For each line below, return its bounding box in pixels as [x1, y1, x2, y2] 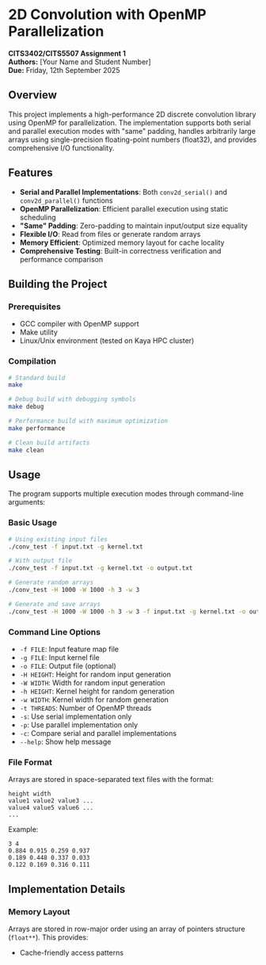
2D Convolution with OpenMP [8, 6, 207, 24]
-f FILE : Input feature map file [19, 644, 119, 654]
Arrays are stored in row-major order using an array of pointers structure [8, 924, 245, 933]
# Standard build [8, 374, 66, 382]
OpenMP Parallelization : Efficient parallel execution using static [19, 204, 229, 213]
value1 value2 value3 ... [8, 797, 93, 805]
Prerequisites [8, 301, 61, 312]
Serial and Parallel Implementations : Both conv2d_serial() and [19, 187, 228, 196]
